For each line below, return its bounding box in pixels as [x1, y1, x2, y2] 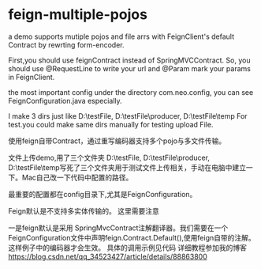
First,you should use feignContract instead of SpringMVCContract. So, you [8, 55, 251, 65]
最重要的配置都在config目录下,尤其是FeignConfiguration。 [8, 189, 197, 199]
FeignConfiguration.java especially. [8, 96, 122, 105]
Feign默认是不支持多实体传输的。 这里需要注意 [8, 206, 160, 215]
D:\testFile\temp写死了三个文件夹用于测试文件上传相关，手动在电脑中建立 [8, 162, 247, 172]
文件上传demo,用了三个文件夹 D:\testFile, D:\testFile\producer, [8, 153, 211, 162]
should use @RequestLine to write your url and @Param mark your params [8, 63, 251, 73]
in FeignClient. [8, 72, 55, 81]
